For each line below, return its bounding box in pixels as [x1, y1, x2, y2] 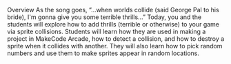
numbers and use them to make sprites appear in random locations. [7, 49, 200, 57]
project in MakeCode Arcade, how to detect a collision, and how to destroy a [7, 35, 225, 43]
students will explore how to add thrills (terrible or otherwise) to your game [7, 20, 219, 28]
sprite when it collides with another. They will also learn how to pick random [7, 42, 223, 50]
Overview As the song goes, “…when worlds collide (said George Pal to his [7, 6, 219, 14]
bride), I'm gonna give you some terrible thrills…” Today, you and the [7, 13, 202, 21]
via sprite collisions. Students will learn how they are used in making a [7, 27, 206, 35]
